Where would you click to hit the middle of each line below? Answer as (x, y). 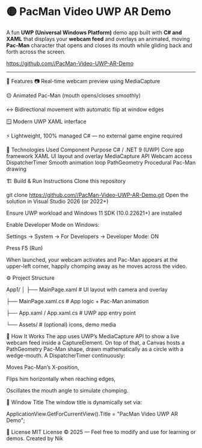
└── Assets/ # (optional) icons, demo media (61, 324)
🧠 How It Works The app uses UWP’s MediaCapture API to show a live (93, 336)
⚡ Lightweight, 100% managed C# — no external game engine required (94, 136)
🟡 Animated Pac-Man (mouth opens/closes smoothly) (74, 95)
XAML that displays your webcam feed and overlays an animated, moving (98, 39)
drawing (17, 169)
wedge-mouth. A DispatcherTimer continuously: (66, 355)
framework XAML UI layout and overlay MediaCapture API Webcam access (99, 156)
